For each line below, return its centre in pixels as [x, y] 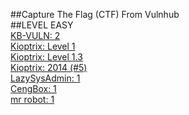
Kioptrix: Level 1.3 [46, 57]
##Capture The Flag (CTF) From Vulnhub [95, 14]
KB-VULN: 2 [35, 35]
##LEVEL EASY [42, 25]
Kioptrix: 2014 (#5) [49, 67]
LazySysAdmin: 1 [45, 78]
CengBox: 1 [33, 88]
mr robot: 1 [32, 99]
